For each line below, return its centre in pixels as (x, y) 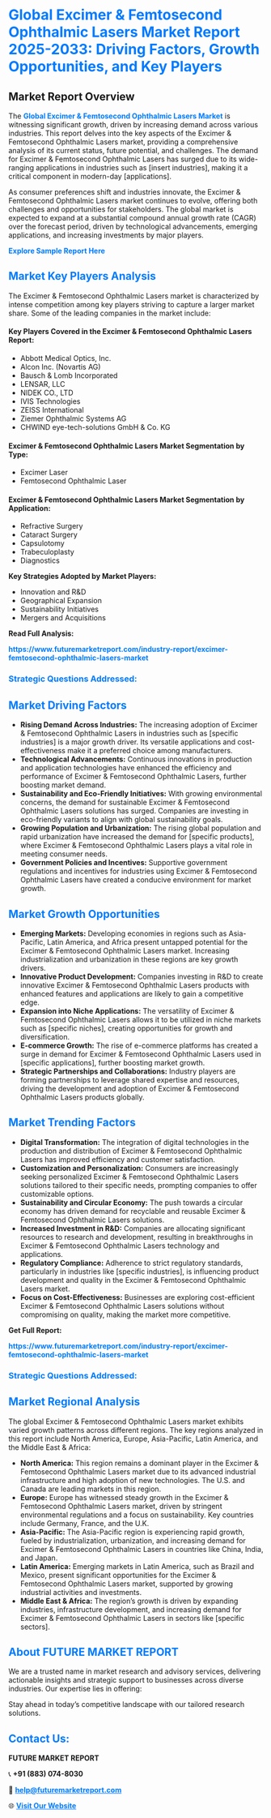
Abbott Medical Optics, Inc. (66, 358)
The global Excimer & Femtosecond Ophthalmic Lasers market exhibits (126, 1421)
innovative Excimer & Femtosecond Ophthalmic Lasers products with (135, 985)
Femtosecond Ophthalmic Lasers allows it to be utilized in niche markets (140, 1019)
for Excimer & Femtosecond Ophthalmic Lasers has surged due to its (123, 159)
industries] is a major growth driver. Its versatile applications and (128, 742)
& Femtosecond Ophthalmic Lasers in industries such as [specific (129, 733)
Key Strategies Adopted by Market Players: (83, 577)
